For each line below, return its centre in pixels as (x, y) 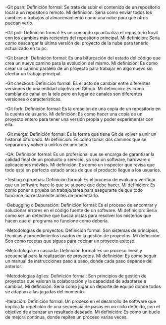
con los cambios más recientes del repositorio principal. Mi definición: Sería (83, 38)
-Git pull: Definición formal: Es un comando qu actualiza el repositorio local (82, 32)
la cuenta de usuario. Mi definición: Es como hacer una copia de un (74, 114)
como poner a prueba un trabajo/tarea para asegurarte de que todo (74, 190)
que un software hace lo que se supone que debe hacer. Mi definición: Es (80, 185)
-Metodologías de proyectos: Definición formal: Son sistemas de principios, (82, 230)
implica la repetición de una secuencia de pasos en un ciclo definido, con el (83, 306)
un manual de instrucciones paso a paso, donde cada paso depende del (79, 261)
